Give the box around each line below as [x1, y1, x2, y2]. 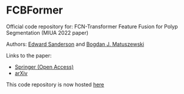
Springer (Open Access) [14, 63, 74, 70]
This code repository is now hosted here [6, 80, 104, 88]
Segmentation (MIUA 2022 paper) [6, 29, 88, 36]
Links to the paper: [6, 52, 52, 59]
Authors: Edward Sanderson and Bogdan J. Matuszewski [6, 41, 144, 48]
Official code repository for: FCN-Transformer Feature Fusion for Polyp [6, 23, 178, 30]
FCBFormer [6, 4, 63, 17]
